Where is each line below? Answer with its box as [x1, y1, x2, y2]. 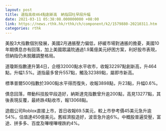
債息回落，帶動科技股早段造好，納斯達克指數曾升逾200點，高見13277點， [5, 91, 157, 97]
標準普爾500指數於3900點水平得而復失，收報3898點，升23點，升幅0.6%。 [5, 80, 161, 86]
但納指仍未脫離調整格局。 [5, 53, 58, 59]
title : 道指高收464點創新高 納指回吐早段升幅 [5, 12, 91, 17]
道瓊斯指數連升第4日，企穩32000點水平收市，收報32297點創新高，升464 [5, 63, 157, 69]
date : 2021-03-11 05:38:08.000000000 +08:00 [5, 16, 99, 21]
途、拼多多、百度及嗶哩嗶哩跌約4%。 [5, 120, 82, 126]
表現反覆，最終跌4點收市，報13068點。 [9, 97, 91, 103]
